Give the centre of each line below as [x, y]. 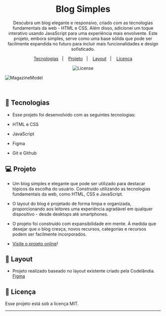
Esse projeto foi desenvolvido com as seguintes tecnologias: [74, 115]
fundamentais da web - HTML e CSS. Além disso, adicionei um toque [83, 28]
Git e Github [24, 153]
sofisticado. [83, 49]
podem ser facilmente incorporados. [49, 234]
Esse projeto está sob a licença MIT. [42, 304]
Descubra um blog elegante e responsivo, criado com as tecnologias [83, 23]
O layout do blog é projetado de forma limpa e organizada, [72, 203]
